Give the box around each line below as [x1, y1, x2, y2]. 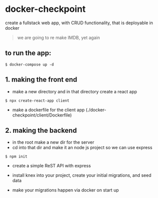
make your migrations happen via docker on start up [12, 187, 119, 193]
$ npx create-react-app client [5, 98, 70, 103]
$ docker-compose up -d [5, 62, 54, 67]
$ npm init [5, 154, 28, 159]
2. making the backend [5, 126, 77, 134]
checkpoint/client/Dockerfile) [12, 112, 72, 118]
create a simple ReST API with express [12, 163, 91, 169]
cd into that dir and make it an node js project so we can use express [12, 145, 153, 151]
